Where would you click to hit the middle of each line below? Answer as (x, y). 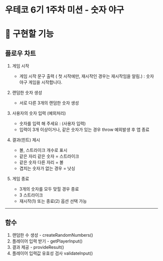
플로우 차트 (21, 53)
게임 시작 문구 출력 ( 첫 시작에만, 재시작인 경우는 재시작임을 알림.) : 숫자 (87, 76)
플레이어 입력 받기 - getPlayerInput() (47, 241)
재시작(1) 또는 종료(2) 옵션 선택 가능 (53, 201)
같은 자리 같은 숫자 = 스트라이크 (49, 156)
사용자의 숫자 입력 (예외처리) (39, 113)
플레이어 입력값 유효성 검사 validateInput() (52, 253)
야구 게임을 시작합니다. (41, 82)
